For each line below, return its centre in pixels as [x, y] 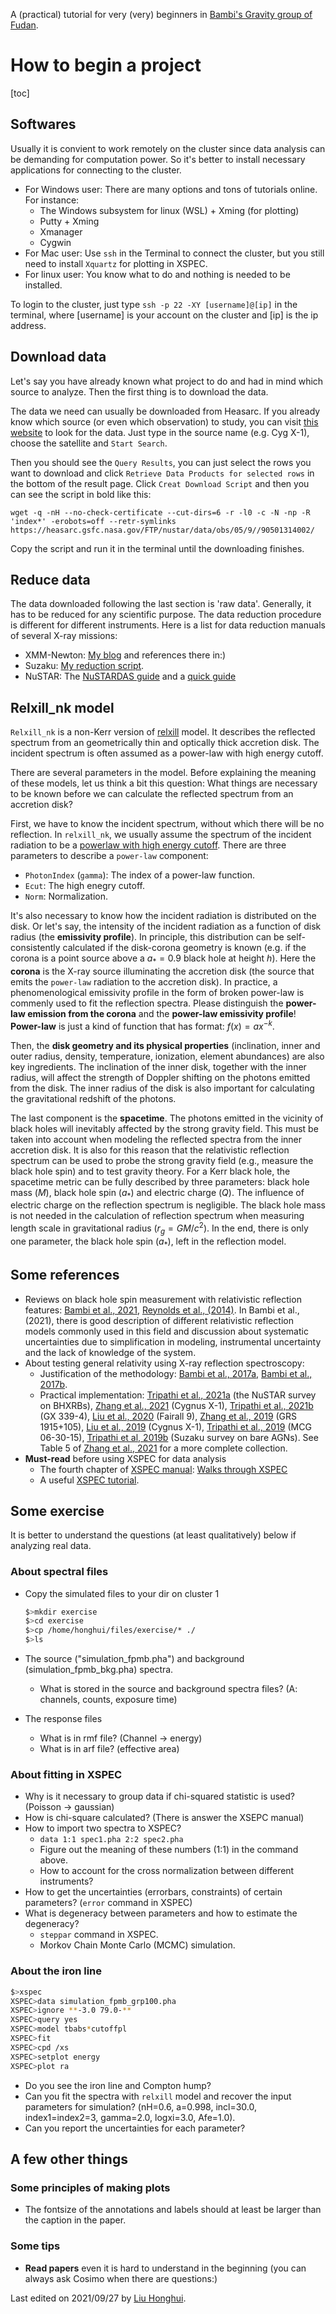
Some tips [35, 2246]
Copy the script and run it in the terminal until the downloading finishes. [157, 548]
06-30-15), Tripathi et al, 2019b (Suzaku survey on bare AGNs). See [179, 1437]
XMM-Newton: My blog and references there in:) [125, 655]
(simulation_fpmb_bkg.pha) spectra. [99, 1670]
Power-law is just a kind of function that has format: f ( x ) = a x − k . [142, 1025]
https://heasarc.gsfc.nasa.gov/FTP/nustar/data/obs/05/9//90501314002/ [162, 530]
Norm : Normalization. [66, 896]
